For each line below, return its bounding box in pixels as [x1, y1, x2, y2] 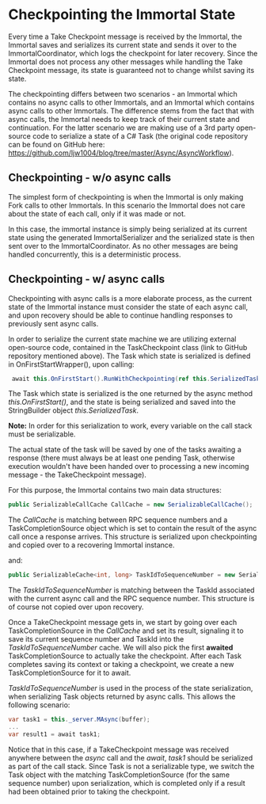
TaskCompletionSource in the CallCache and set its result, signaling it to [8, 626, 244, 635]
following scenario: [8, 700, 70, 710]
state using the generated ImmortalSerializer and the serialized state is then [8, 232, 255, 242]
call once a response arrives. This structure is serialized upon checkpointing [8, 532, 257, 542]
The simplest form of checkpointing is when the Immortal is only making [8, 192, 244, 201]
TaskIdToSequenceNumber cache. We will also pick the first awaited [8, 643, 234, 653]
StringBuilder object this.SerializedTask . [8, 406, 139, 415]
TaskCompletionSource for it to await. [8, 668, 131, 678]
